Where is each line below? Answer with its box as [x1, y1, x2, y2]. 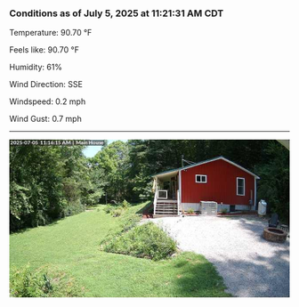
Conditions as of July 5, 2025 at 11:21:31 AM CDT [9, 7, 224, 20]
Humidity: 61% [9, 61, 63, 73]
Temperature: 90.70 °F [9, 28, 93, 38]
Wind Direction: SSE [9, 79, 83, 90]
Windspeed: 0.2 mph [9, 96, 86, 107]
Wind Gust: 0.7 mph [9, 114, 82, 125]
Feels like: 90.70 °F [9, 44, 80, 55]
